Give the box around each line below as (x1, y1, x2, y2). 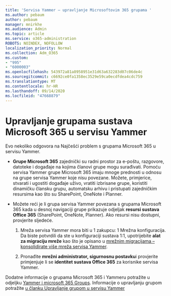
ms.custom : (5, 55, 29, 60)
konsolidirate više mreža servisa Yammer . (20, 244, 108, 250)
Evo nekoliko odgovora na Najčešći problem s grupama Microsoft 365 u (5, 143, 156, 149)
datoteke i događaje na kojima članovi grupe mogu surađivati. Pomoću (12, 164, 161, 170)
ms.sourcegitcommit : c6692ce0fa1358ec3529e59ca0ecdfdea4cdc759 (5, 74, 143, 79)
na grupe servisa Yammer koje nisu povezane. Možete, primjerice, (12, 175, 152, 181)
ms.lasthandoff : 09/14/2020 (5, 88, 65, 94)
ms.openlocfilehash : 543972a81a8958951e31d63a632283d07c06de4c (5, 70, 143, 75)
